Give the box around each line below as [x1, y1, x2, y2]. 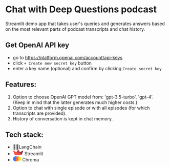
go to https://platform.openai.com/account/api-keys [12, 54, 123, 60]
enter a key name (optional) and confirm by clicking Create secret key [12, 65, 162, 71]
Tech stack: [5, 130, 44, 139]
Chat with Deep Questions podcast [5, 4, 157, 15]
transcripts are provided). [12, 110, 67, 116]
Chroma [22, 157, 39, 163]
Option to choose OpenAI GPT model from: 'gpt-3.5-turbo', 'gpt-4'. [12, 94, 154, 100]
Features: [5, 80, 37, 89]
